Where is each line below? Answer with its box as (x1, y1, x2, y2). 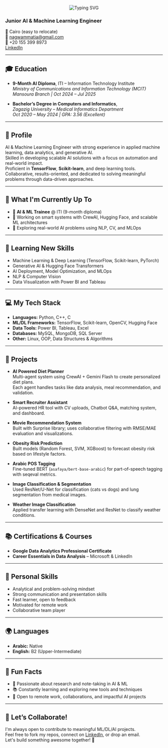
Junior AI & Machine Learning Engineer (5, 17, 102, 24)
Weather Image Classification (12, 501, 76, 507)
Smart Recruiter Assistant (12, 399, 68, 405)
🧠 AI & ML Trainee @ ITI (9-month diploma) (12, 208, 102, 215)
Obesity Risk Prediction (12, 440, 62, 447)
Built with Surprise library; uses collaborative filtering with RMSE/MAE (12, 425, 156, 432)
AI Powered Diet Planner (12, 368, 64, 374)
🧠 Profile (5, 131, 32, 139)
